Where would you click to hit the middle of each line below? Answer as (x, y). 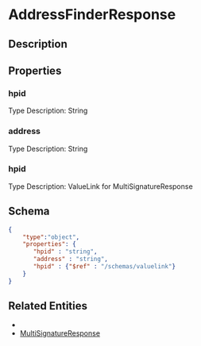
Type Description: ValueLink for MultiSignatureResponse (100, 186)
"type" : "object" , (51, 237)
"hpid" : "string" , (65, 252)
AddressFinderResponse (92, 15)
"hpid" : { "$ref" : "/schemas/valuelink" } (104, 267)
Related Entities (48, 306)
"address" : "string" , (71, 259)
